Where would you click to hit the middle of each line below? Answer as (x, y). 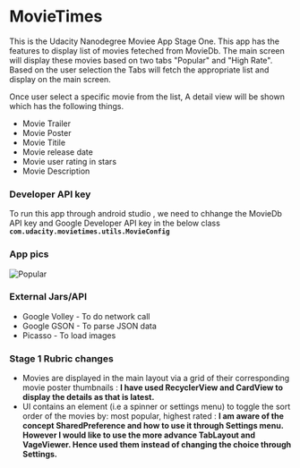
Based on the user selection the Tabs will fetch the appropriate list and (139, 70)
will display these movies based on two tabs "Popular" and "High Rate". (141, 60)
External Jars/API (48, 297)
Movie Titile (43, 142)
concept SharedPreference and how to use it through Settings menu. (153, 426)
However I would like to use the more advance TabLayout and (138, 435)
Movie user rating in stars (69, 161)
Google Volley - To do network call (86, 316)
